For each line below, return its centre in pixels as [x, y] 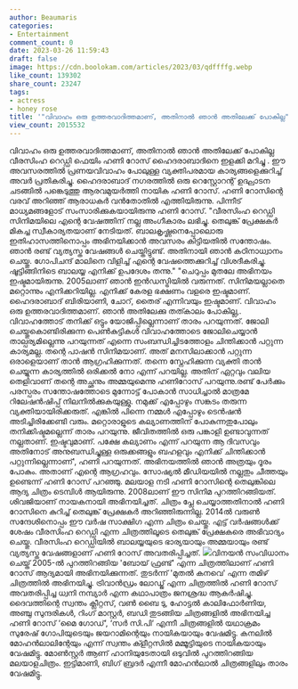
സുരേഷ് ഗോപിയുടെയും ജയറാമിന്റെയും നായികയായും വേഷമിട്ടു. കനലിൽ [141, 633]
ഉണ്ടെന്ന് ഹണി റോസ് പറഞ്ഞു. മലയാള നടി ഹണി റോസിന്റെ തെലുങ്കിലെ [142, 481]
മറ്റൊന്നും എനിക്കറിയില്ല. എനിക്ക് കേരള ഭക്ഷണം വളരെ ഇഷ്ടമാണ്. [130, 291]
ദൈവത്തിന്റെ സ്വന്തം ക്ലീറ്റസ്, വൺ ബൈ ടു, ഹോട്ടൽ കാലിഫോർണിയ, [138, 603]
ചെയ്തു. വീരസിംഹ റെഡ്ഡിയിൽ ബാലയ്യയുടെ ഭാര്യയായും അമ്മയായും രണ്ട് [139, 541]
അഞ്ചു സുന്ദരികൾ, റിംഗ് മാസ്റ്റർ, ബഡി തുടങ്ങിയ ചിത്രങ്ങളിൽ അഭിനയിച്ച [140, 613]
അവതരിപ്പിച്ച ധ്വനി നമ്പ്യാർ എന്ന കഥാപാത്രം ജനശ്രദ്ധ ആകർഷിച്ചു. [131, 593]
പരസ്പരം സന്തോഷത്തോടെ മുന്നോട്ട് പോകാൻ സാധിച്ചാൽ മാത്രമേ [129, 391]
